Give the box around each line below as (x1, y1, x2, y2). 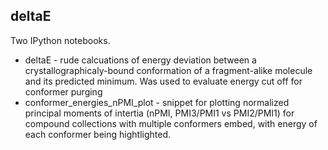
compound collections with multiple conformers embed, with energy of (24, 117, 318, 129)
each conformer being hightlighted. (24, 128, 172, 140)
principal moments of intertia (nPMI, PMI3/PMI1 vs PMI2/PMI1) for (24, 107, 295, 119)
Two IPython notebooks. (10, 34, 111, 46)
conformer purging (24, 85, 103, 98)
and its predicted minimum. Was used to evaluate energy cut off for (24, 75, 303, 87)
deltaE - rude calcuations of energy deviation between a (24, 54, 257, 66)
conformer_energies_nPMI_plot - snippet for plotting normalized (24, 96, 290, 108)
